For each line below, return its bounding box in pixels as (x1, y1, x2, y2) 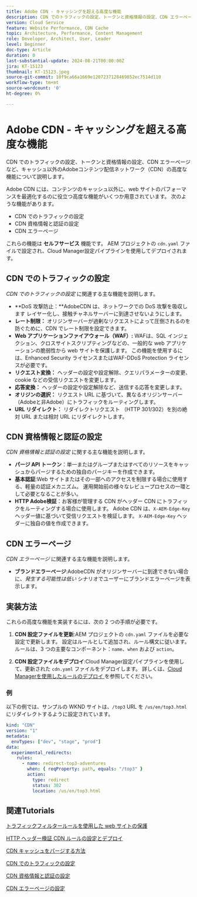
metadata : (6, 733, 30, 739)
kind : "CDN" (6, 722, 35, 728)
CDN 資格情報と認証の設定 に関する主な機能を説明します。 (6, 448, 148, 456)
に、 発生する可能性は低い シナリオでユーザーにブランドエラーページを (14, 575, 186, 582)
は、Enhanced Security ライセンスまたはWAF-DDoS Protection (14, 354, 167, 361)
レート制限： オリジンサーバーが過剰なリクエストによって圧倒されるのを (14, 317, 191, 324)
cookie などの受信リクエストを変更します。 (14, 376, 120, 383)
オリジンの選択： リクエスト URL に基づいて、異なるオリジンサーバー (14, 391, 183, 398)
